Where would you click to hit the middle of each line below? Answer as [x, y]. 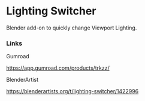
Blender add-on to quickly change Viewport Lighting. [72, 28]
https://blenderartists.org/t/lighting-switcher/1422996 [72, 91]
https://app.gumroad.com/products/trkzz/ [58, 68]
